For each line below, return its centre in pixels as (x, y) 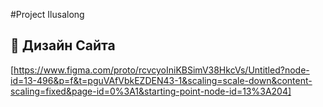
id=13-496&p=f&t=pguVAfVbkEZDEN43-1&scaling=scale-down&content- (161, 80)
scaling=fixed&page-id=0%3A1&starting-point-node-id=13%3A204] (151, 91)
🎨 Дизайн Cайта (63, 45)
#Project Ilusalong (47, 14)
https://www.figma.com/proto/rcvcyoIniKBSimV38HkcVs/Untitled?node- (161, 70)
